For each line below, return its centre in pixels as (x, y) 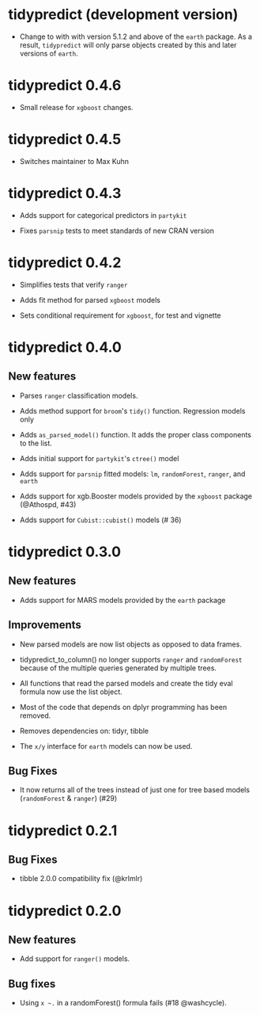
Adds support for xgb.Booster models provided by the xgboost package (136, 496)
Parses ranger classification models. (79, 395)
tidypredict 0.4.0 (65, 347)
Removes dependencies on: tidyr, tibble (84, 731)
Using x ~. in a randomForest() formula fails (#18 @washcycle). (123, 1003)
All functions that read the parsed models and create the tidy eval (126, 683)
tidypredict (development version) (123, 15)
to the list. (36, 443)
